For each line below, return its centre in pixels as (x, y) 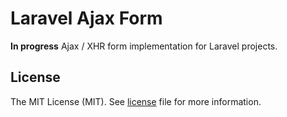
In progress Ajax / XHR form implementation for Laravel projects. (144, 46)
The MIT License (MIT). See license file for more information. (136, 101)
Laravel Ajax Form (86, 18)
